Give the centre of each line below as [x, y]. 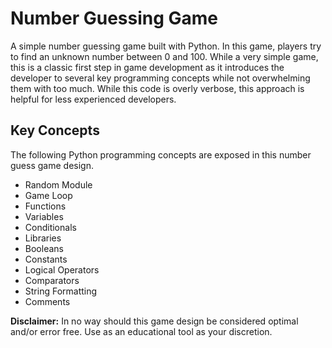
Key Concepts [55, 130]
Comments [47, 301]
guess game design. [52, 165]
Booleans [44, 248]
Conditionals [50, 227]
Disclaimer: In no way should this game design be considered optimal [154, 321]
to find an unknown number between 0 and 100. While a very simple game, [164, 56]
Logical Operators [62, 269]
